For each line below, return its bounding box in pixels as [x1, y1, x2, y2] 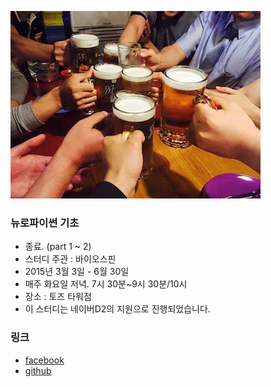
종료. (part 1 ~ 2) [24, 241, 92, 253]
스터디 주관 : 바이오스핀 [24, 253, 117, 265]
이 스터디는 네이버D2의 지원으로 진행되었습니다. [24, 303, 211, 315]
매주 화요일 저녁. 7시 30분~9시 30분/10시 [24, 278, 188, 290]
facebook [24, 354, 65, 366]
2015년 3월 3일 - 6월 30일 [24, 266, 130, 278]
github [24, 364, 52, 376]
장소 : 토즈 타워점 [24, 291, 92, 303]
